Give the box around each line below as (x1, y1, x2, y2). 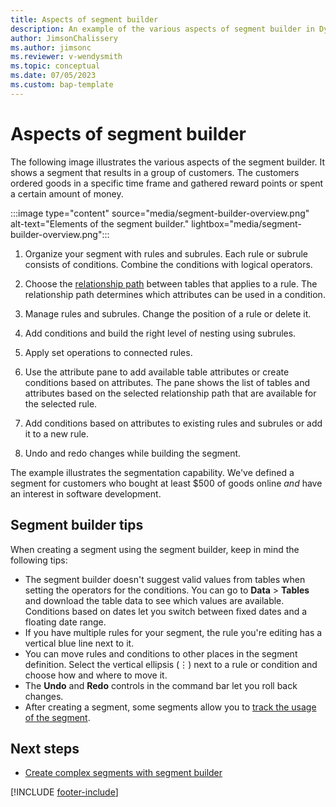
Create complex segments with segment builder (24, 767, 223, 779)
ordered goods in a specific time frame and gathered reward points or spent (10, 177, 324, 189)
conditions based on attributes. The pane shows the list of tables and (24, 376, 311, 388)
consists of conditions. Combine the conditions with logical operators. (24, 258, 313, 270)
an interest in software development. (10, 487, 162, 500)
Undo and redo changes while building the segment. (24, 447, 242, 459)
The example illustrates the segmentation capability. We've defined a (10, 466, 295, 478)
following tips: (10, 554, 68, 566)
